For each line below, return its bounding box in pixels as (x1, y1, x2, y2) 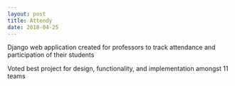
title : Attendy (7, 17, 53, 24)
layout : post (7, 10, 46, 18)
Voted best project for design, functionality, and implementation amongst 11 (7, 65, 229, 73)
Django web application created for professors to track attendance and (7, 43, 216, 52)
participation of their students (7, 50, 95, 59)
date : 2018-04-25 (7, 23, 59, 31)
